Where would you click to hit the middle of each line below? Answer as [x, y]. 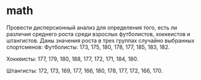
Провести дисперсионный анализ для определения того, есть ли [92, 27]
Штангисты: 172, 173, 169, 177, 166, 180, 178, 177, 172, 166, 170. [85, 70]
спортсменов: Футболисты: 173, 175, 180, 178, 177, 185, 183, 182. [88, 47]
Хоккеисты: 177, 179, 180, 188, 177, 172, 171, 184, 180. [73, 59]
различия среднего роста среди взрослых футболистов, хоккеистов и [98, 34]
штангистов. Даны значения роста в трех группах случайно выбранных [100, 40]
